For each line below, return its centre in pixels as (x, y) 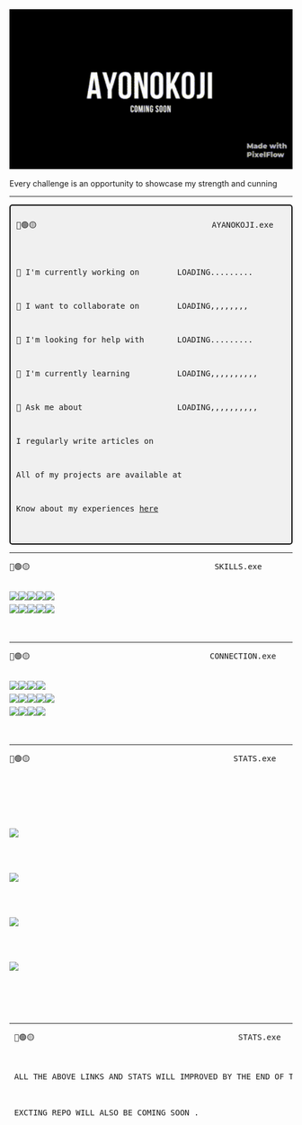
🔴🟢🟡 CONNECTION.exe (143, 656)
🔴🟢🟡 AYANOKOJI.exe (145, 225)
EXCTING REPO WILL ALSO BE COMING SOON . (107, 1112)
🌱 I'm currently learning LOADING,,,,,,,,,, (137, 373)
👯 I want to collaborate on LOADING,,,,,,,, (133, 306)
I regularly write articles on (85, 441)
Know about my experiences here (88, 508)
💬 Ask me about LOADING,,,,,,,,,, (137, 407)
